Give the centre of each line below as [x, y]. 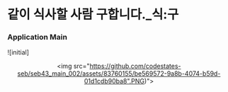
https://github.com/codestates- [136, 66]
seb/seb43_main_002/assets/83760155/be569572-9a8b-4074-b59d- [119, 74]
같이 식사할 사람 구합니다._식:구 [93, 15]
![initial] [18, 52]
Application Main [37, 38]
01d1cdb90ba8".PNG [114, 81]
